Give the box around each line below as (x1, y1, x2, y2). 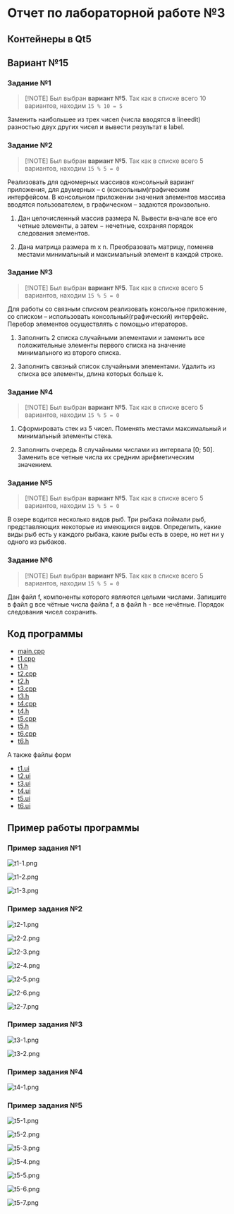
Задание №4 (7, 387, 54, 396)
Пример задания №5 (7, 1100, 83, 1110)
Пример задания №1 (7, 843, 81, 853)
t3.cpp (17, 684, 37, 693)
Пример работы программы (7, 822, 140, 834)
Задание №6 (7, 555, 53, 565)
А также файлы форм (7, 750, 72, 759)
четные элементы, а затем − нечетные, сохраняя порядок (17, 221, 194, 230)
